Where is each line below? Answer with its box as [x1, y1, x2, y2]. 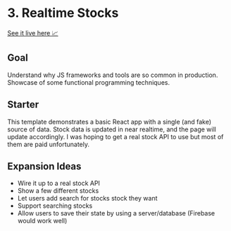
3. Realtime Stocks [7, 5, 119, 21]
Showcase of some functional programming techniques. [7, 78, 170, 86]
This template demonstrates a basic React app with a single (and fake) [7, 117, 212, 126]
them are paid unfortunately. [7, 140, 90, 148]
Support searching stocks [17, 201, 93, 210]
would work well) [17, 217, 68, 225]
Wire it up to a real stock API [17, 179, 101, 188]
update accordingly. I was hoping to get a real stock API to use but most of [7, 132, 224, 141]
